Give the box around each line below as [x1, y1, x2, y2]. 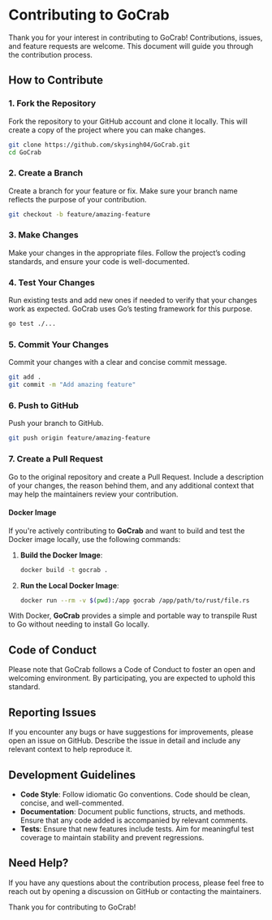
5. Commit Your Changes [8, 339, 110, 350]
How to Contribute [8, 73, 104, 87]
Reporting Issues [8, 705, 97, 719]
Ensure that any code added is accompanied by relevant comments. [19, 815, 248, 825]
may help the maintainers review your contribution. [8, 489, 179, 499]
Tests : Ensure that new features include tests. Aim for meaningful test [19, 823, 254, 834]
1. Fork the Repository [8, 98, 97, 109]
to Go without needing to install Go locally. [8, 619, 150, 629]
